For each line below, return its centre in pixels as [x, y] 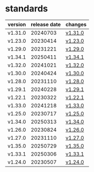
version [17, 24]
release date [46, 24]
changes [76, 24]
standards [26, 9]
